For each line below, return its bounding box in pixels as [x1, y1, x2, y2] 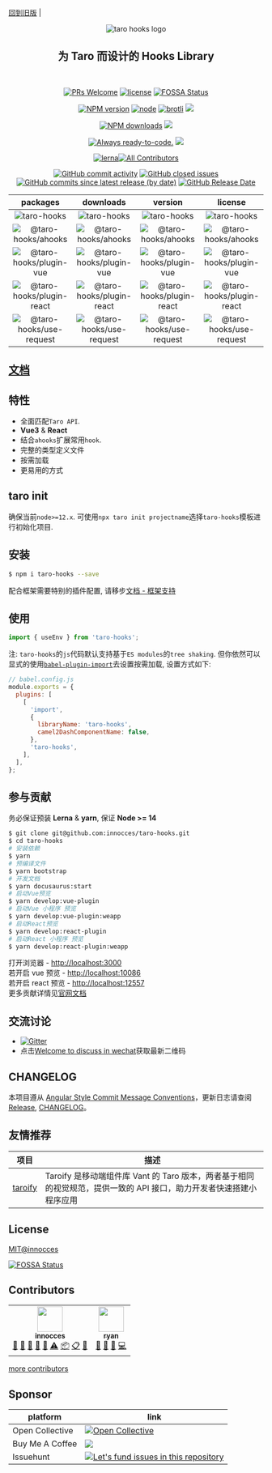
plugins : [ [15, 690, 53, 699]
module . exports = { [8, 683, 74, 692]
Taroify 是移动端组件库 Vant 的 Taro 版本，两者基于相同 [45, 1170, 255, 1181]
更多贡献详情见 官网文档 [8, 988, 87, 998]
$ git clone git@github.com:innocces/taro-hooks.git [8, 829, 190, 837]
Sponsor [8, 1387, 53, 1401]
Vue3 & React [19, 425, 68, 436]
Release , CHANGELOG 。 [8, 1103, 91, 1113]
